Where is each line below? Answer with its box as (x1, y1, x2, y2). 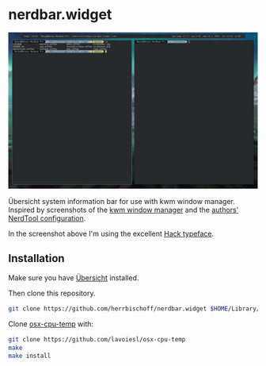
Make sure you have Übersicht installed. (8, 272, 139, 283)
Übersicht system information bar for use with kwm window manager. (8, 196, 236, 206)
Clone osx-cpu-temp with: (8, 319, 93, 329)
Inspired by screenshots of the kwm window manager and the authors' (8, 205, 239, 214)
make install (8, 352, 51, 360)
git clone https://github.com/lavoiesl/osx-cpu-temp (8, 335, 186, 343)
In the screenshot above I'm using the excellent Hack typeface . (8, 229, 215, 238)
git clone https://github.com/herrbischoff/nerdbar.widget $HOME (8, 304, 228, 313)
